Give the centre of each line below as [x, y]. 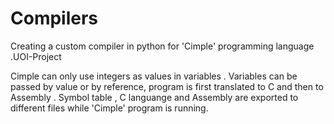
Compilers [54, 18]
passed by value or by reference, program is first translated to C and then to [167, 86]
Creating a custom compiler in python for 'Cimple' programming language [162, 46]
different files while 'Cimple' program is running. [109, 108]
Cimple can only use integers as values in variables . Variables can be [154, 76]
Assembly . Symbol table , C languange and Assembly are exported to [154, 97]
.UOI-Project [36, 56]
